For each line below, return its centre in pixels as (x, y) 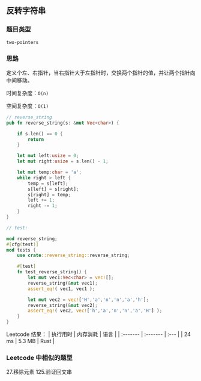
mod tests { (21, 250)
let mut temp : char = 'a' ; (49, 172)
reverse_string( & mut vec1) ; (63, 283)
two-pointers (22, 42)
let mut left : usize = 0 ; (48, 156)
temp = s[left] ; (48, 183)
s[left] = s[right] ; (53, 189)
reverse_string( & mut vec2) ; (63, 305)
